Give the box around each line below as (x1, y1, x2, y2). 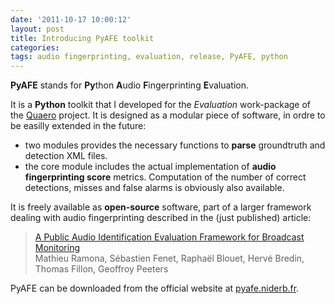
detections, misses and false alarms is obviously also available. (24, 182, 285, 194)
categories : (10, 42, 60, 53)
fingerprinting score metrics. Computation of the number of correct (24, 171, 307, 183)
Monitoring (34, 242, 80, 254)
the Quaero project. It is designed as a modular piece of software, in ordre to (10, 109, 326, 121)
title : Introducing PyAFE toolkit (10, 33, 155, 43)
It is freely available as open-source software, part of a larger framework (10, 201, 312, 213)
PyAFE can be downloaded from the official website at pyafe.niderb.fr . (10, 282, 300, 295)
